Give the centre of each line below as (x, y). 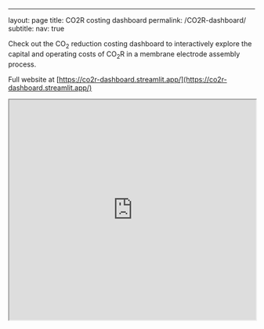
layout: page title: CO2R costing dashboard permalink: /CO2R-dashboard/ (127, 20)
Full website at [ (34, 79)
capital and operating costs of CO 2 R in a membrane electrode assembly (124, 54)
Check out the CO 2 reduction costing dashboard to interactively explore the (130, 45)
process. (22, 64)
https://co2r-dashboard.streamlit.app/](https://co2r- (143, 79)
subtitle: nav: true (36, 29)
